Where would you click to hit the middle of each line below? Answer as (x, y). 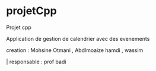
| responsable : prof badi (36, 62)
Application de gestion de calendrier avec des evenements (78, 38)
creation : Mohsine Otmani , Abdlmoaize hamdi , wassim (75, 50)
